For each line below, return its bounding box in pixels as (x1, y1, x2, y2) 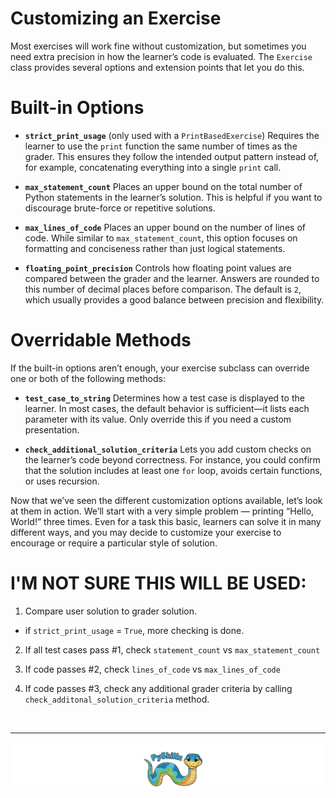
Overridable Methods (10, 329, 192, 352)
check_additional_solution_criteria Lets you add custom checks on (24, 443, 312, 455)
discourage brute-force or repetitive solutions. (24, 202, 216, 214)
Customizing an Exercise (10, 7, 222, 30)
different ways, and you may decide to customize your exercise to (10, 526, 282, 538)
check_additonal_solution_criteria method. (24, 693, 210, 705)
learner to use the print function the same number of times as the (24, 140, 298, 152)
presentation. (24, 423, 80, 436)
